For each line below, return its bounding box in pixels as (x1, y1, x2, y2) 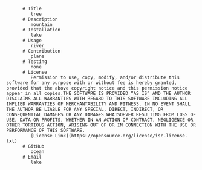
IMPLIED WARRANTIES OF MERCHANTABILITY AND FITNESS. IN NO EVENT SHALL (6, 101, 191, 107)
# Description (22, 16, 59, 22)
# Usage (22, 38, 42, 44)
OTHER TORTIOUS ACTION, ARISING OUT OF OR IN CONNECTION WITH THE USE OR (6, 122, 197, 128)
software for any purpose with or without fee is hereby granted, (6, 80, 177, 86)
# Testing (22, 59, 47, 65)
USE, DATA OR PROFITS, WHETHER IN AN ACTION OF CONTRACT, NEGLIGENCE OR (6, 117, 194, 123)
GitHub (28, 143, 45, 149)
